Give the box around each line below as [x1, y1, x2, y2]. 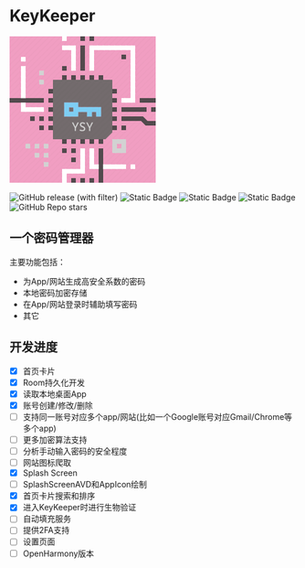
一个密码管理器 [9, 230, 94, 246]
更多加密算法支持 [22, 434, 88, 445]
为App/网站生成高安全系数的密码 [22, 275, 146, 286]
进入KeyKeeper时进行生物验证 [22, 502, 137, 513]
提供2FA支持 [22, 525, 70, 536]
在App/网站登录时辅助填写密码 [22, 298, 138, 309]
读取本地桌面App [22, 388, 87, 399]
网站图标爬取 [22, 457, 71, 467]
